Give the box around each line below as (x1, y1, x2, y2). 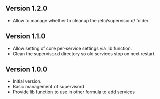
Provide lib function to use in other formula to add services (12, 89, 135, 95)
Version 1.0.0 (5, 65, 48, 74)
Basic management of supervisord (12, 84, 84, 90)
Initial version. (12, 78, 42, 84)
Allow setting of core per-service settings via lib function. (12, 45, 132, 51)
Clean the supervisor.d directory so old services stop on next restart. (12, 50, 156, 57)
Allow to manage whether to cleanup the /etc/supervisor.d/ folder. (12, 17, 150, 23)
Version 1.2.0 (5, 4, 48, 13)
